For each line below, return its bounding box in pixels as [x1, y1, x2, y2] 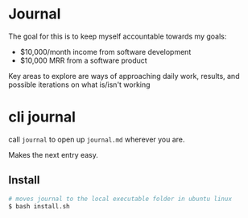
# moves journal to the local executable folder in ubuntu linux [8, 195, 232, 203]
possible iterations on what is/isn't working [8, 80, 151, 89]
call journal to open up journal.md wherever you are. [8, 134, 185, 144]
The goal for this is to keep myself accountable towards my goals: [8, 31, 227, 41]
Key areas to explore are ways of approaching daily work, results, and [8, 71, 240, 80]
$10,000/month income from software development [19, 47, 192, 56]
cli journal [8, 108, 76, 126]
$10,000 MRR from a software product [19, 56, 147, 65]
